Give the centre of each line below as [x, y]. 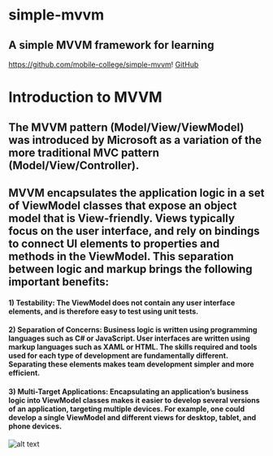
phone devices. [35, 426]
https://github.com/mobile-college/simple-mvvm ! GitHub [104, 64]
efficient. [24, 373]
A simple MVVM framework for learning [111, 45]
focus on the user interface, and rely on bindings [134, 230]
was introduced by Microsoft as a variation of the [135, 140]
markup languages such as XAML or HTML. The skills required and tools [133, 347]
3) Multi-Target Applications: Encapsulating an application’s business [129, 391]
